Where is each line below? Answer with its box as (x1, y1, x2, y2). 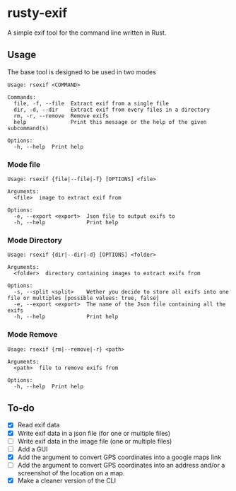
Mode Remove (7, 330, 58, 340)
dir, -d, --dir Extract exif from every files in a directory (13, 106, 211, 113)
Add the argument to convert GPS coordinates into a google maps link (17, 453, 222, 461)
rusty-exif (7, 5, 68, 21)
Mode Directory (7, 235, 62, 245)
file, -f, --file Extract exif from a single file (13, 100, 170, 107)
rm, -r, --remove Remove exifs (13, 112, 110, 120)
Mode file (7, 159, 41, 169)
